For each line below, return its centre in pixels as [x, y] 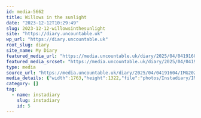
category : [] [22, 84]
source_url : [21, 73]
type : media [21, 67]
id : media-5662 [25, 12]
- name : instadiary [36, 95]
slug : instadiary [39, 100]
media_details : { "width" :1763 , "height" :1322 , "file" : [73, 78]
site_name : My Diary [32, 51]
